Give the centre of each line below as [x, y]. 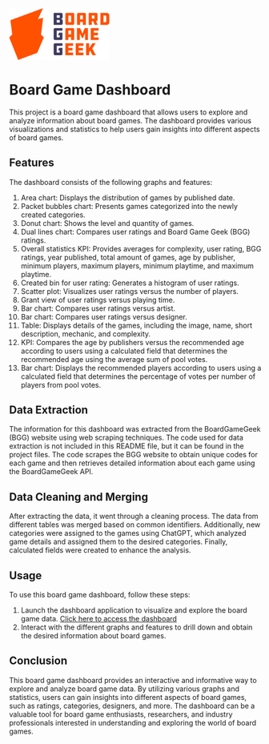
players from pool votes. [61, 384]
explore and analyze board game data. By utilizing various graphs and [124, 689]
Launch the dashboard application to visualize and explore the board [134, 610]
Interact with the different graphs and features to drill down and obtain [137, 627]
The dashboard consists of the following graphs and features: [111, 182]
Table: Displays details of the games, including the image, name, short [137, 325]
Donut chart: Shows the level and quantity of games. [107, 223]
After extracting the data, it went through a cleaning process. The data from [134, 517]
